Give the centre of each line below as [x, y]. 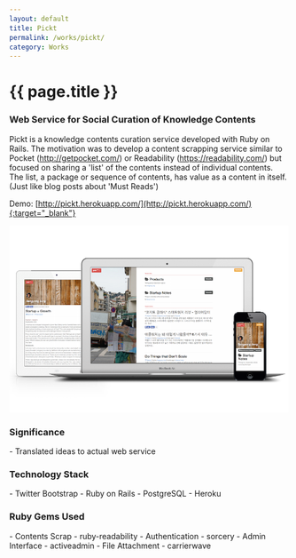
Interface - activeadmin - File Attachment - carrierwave [110, 546]
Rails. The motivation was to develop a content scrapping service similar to [146, 148]
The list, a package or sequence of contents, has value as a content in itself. [148, 177]
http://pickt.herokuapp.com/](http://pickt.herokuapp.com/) [145, 203]
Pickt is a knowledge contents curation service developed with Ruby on [140, 139]
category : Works [39, 47]
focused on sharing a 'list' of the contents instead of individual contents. [141, 167]
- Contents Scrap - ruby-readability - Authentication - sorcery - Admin [137, 536]
